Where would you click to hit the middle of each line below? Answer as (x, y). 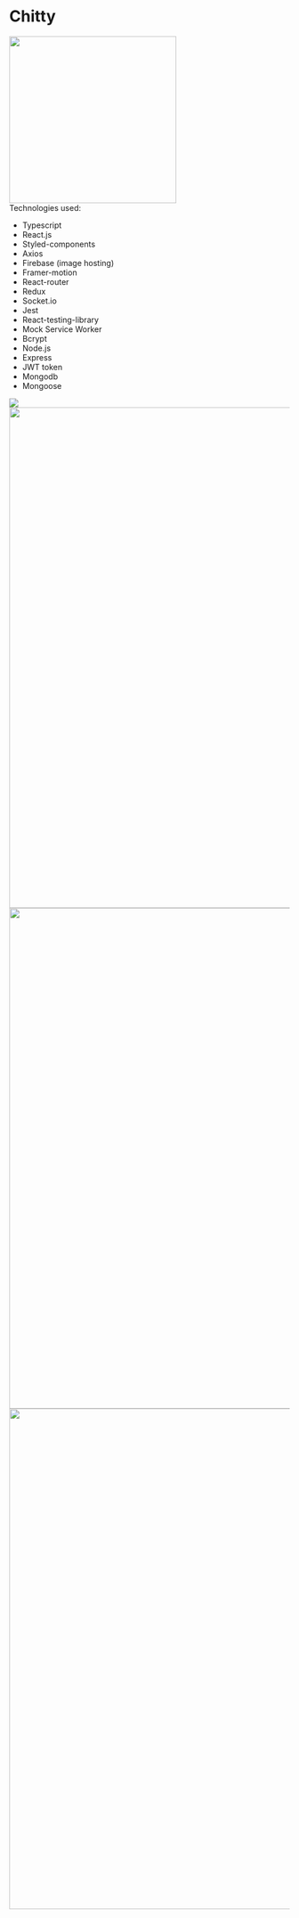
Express (37, 357)
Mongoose (42, 385)
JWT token (42, 367)
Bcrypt (34, 338)
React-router (45, 281)
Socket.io (40, 301)
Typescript (42, 225)
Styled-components (59, 244)
